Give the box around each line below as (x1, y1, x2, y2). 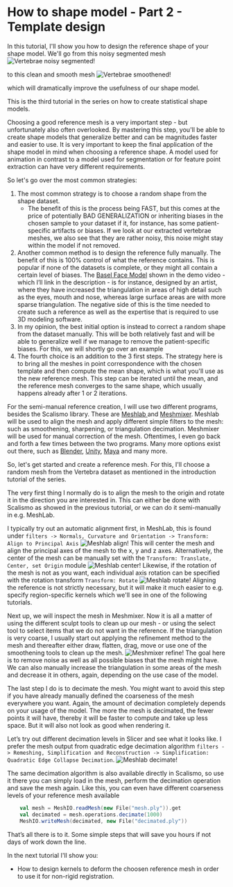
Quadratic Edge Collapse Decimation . (7, 756, 115, 764)
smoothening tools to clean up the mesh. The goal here (7, 648, 225, 657)
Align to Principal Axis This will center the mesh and (7, 538, 215, 547)
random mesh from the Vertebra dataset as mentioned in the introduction (7, 468, 216, 476)
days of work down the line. (7, 838, 87, 846)
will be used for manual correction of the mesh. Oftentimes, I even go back (7, 432, 221, 440)
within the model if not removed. (27, 241, 121, 249)
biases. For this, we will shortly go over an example (17, 344, 164, 353)
